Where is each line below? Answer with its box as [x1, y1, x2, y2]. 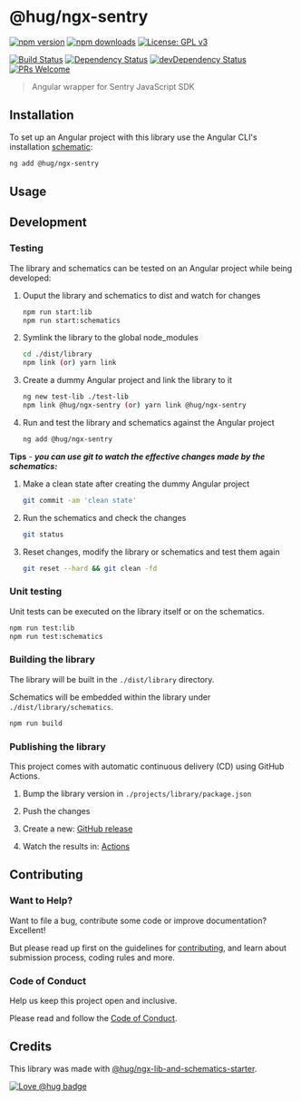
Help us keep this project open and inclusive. [9, 995, 178, 1006]
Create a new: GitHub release [22, 823, 133, 834]
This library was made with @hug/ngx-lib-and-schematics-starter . [9, 1063, 257, 1074]
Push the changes [22, 805, 91, 816]
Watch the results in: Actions [22, 840, 130, 851]
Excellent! [9, 924, 46, 936]
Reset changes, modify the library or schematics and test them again [22, 546, 280, 557]
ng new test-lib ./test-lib [22, 392, 129, 401]
